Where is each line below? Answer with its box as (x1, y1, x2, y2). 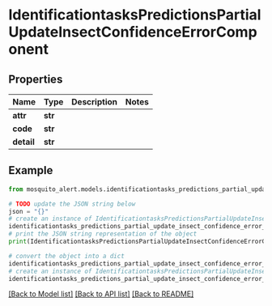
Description (71, 96, 117, 107)
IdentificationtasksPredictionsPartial (8, 6, 261, 24)
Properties (8, 72, 63, 86)
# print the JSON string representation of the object (8, 230, 198, 238)
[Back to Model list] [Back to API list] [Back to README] (8, 289, 194, 299)
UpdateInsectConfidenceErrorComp (8, 23, 257, 41)
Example (8, 164, 53, 177)
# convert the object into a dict (8, 252, 125, 260)
